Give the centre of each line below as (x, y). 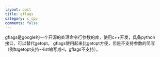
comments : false (21, 23)
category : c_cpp (21, 18)
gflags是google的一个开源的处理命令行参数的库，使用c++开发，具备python (80, 37)
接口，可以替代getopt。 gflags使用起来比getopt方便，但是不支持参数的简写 (80, 43)
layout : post (18, 9)
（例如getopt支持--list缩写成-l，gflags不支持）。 (53, 49)
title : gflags (19, 14)
